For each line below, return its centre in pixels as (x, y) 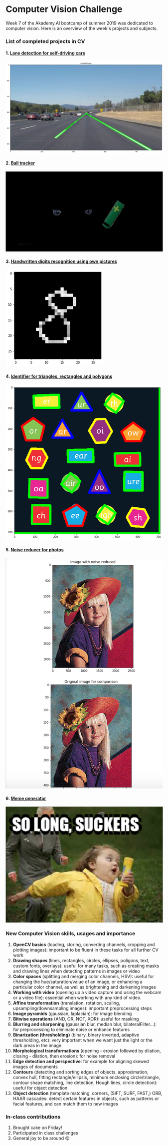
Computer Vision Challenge (64, 9)
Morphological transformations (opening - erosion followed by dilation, (87, 1051)
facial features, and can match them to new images (66, 1104)
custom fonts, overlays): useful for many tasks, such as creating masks (86, 966)
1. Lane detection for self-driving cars (45, 53)
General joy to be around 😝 (41, 1139)
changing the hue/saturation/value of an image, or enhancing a (78, 982)
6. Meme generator (26, 798)
